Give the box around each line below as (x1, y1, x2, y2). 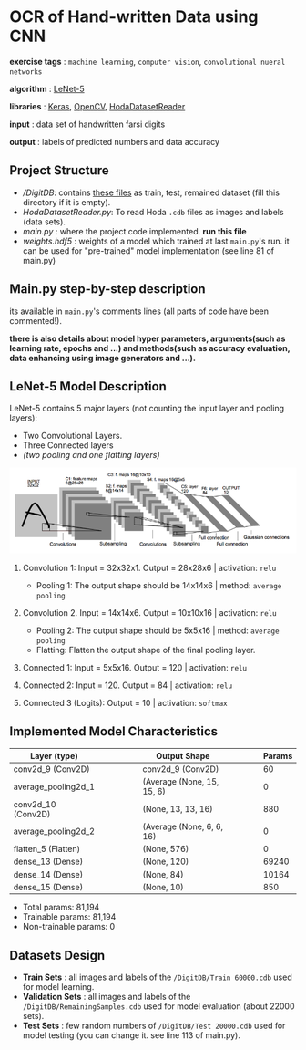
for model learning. (22, 982, 95, 993)
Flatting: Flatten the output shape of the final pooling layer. (36, 644, 256, 655)
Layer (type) (30, 750, 79, 761)
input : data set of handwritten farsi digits (9, 119, 166, 130)
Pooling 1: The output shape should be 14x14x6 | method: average (36, 579, 282, 590)
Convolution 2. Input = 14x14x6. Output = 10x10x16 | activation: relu (22, 607, 277, 618)
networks (9, 67, 43, 77)
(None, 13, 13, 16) (142, 804, 214, 815)
